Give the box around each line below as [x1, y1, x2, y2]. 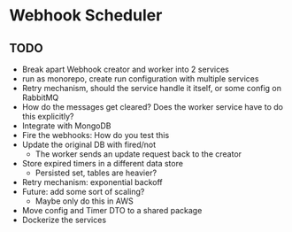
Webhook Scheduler [9, 5, 163, 26]
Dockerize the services [21, 214, 107, 225]
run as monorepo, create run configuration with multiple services [21, 73, 259, 84]
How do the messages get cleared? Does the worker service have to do [21, 102, 283, 112]
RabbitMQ [21, 92, 59, 103]
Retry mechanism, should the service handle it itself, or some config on [21, 83, 281, 93]
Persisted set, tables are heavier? [35, 167, 158, 178]
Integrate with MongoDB [21, 120, 111, 131]
